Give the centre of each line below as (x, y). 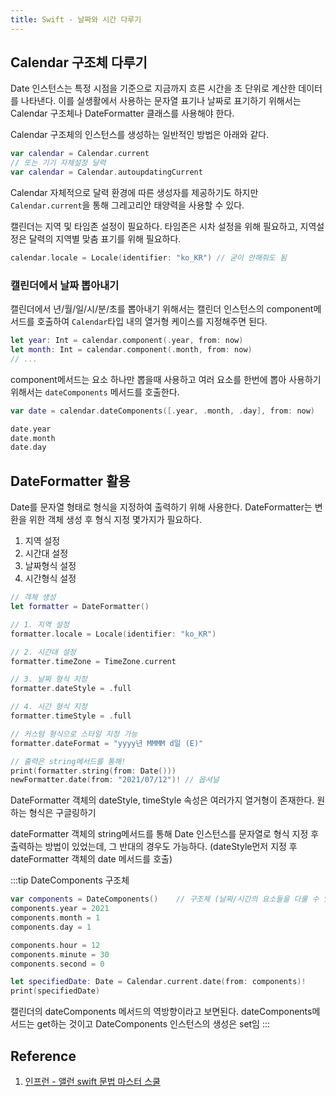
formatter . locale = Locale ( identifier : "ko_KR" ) (113, 634)
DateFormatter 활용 (70, 481)
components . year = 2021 (60, 909)
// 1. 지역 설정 (40, 624)
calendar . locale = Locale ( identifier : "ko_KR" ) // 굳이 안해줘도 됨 (148, 258)
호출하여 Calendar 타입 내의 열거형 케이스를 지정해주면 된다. (152, 322)
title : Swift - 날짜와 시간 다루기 (76, 19)
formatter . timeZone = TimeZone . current (93, 661)
